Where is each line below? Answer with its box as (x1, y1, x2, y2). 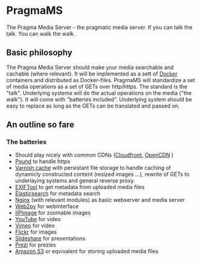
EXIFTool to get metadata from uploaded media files (14, 184, 145, 191)
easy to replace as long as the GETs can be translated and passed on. (6, 102, 180, 109)
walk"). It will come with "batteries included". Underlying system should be (6, 95, 192, 103)
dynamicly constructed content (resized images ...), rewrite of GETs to (14, 170, 190, 178)
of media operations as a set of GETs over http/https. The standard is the (6, 83, 188, 90)
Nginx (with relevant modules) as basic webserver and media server (14, 196, 185, 204)
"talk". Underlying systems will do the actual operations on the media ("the (6, 89, 192, 97)
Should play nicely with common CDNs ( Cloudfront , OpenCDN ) (14, 152, 174, 159)
